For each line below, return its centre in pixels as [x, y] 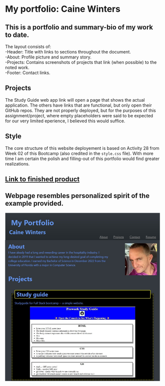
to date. [17, 35]
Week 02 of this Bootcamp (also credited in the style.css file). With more [79, 153]
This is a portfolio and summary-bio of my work [79, 27]
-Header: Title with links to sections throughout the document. [68, 52]
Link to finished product [42, 179]
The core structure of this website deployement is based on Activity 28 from [82, 148]
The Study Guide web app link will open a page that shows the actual [75, 100]
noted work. [17, 68]
